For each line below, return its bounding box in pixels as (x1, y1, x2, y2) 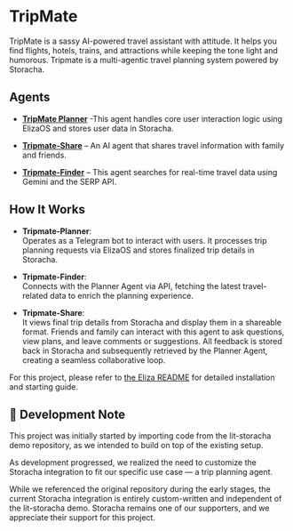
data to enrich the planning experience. (50, 290, 194, 301)
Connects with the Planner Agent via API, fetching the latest (21, 280, 242, 291)
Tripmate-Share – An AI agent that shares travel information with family (21, 140, 285, 150)
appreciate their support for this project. (9, 512, 155, 523)
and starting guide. (9, 381, 78, 392)
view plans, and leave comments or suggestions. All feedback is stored (21, 335, 282, 346)
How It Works (9, 202, 86, 217)
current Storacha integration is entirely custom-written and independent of (9, 494, 282, 504)
